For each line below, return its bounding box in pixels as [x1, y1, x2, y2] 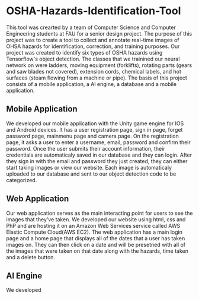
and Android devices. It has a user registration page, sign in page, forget [6, 126, 183, 133]
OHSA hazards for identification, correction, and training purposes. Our [6, 43, 180, 50]
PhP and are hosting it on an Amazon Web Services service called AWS [6, 222, 181, 229]
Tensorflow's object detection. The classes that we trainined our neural [6, 55, 180, 62]
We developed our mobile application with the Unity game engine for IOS [6, 120, 184, 127]
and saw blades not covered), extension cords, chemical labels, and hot [6, 68, 182, 75]
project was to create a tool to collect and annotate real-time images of [6, 36, 179, 43]
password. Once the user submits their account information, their [6, 145, 165, 152]
